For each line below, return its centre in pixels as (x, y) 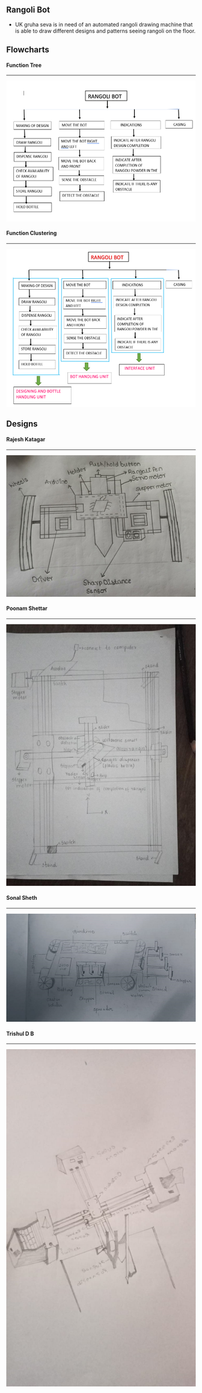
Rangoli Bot (28, 10)
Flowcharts (28, 50)
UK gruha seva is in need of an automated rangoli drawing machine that (104, 24)
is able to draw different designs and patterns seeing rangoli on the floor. (105, 31)
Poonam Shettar (27, 608)
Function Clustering (32, 233)
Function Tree (24, 65)
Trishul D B (20, 1033)
